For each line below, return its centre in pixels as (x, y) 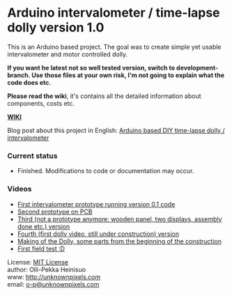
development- (197, 67)
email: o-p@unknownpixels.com (53, 284)
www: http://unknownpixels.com (54, 277)
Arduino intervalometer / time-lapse (114, 13)
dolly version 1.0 (56, 27)
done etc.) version (44, 226)
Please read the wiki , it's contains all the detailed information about (104, 96)
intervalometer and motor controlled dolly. (68, 54)
